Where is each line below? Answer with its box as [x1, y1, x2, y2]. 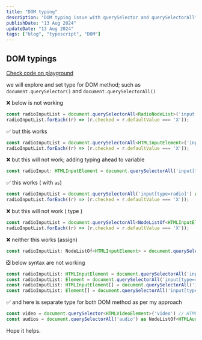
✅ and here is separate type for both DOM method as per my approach [6, 298, 182, 306]
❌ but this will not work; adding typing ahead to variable [6, 156, 145, 163]
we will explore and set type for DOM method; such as [6, 81, 141, 88]
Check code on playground [6, 69, 74, 76]
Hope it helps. [6, 327, 41, 334]
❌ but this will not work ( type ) [6, 208, 83, 215]
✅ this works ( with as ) [6, 179, 62, 187]
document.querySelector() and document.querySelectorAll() [6, 87, 156, 94]
